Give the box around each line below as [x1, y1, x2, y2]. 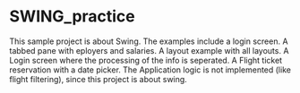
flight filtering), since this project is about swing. [9, 73, 188, 84]
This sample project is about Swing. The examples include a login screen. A [9, 36, 288, 46]
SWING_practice [9, 6, 136, 27]
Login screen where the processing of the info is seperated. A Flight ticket [9, 55, 283, 65]
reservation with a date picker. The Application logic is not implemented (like [9, 64, 291, 75]
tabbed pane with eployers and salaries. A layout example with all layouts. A [9, 45, 289, 55]
